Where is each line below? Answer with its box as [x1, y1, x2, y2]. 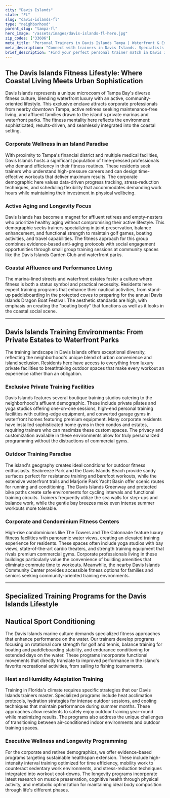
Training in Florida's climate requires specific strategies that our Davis [5, 687, 151, 693]
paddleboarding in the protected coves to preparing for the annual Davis [12, 292, 163, 298]
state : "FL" [5, 12, 30, 17]
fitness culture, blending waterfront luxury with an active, [5, 95, 125, 101]
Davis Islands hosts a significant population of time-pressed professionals [5, 157, 159, 163]
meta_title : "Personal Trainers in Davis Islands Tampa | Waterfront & [5, 41, 159, 46]
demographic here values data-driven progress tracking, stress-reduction [5, 179, 159, 185]
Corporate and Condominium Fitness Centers [5, 518, 119, 525]
